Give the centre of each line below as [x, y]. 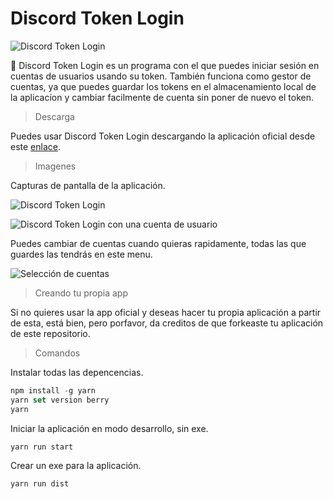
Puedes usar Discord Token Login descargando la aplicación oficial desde [163, 136]
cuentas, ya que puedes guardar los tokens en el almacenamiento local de [163, 86]
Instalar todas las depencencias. [77, 372]
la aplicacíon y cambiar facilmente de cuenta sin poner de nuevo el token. [162, 97]
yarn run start [42, 447]
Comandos [57, 353]
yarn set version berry [60, 400]
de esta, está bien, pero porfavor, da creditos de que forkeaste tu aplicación [167, 323]
